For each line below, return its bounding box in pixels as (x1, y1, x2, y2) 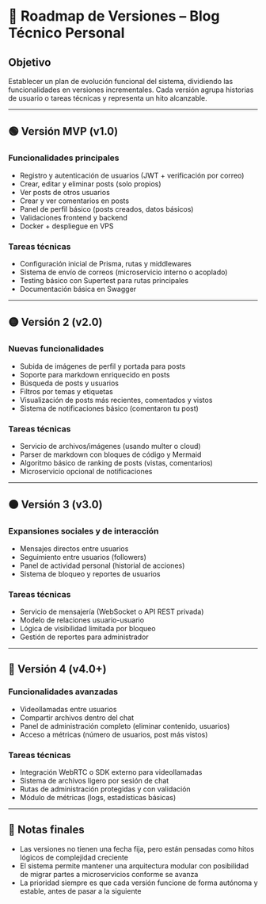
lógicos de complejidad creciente (19, 852, 129, 862)
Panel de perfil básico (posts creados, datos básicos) (19, 204, 194, 213)
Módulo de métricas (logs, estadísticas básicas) (19, 792, 177, 802)
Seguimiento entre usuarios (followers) (19, 552, 146, 561)
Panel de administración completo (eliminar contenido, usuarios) (19, 721, 230, 730)
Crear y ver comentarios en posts (19, 196, 129, 205)
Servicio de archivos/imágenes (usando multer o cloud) (19, 441, 201, 450)
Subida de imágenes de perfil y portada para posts (19, 361, 186, 371)
